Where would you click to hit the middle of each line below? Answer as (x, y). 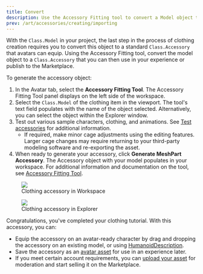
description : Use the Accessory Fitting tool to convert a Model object (100, 18)
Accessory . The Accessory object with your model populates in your (101, 161)
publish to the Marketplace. (40, 66)
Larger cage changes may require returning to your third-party (102, 141)
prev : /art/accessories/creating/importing (62, 23)
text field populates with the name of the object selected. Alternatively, (103, 109)
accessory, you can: (31, 227)
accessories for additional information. (63, 129)
